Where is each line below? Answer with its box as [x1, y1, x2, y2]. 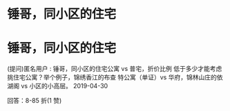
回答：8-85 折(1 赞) [7, 97, 62, 105]
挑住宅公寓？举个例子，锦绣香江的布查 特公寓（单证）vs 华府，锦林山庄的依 [7, 73, 223, 81]
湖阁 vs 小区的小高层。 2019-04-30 [7, 82, 108, 90]
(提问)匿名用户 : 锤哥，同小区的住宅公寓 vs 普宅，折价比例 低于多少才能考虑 [7, 65, 222, 73]
